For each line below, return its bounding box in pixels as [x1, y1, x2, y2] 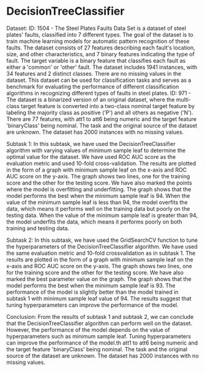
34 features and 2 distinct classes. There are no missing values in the [6, 70, 182, 77]
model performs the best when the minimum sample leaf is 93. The [6, 282, 176, 289]
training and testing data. [6, 224, 69, 232]
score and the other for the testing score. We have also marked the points [6, 179, 193, 186]
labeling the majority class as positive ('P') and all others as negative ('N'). [6, 109, 194, 116]
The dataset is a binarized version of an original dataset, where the [6, 96, 175, 103]
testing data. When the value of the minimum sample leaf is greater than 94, [6, 211, 198, 219]
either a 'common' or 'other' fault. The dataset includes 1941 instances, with [6, 63, 198, 71]
